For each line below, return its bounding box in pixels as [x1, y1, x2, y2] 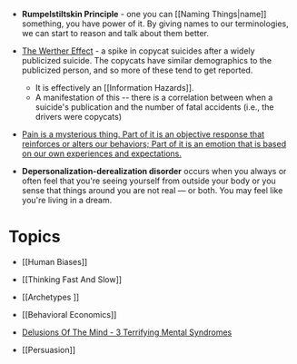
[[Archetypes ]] [21, 291, 80, 302]
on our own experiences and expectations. [21, 148, 183, 159]
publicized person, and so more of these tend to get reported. [21, 64, 253, 75]
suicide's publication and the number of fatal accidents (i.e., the [35, 102, 274, 113]
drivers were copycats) [35, 112, 123, 122]
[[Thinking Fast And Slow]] [21, 273, 123, 285]
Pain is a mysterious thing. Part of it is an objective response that [21, 129, 265, 140]
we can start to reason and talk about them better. [21, 28, 210, 38]
